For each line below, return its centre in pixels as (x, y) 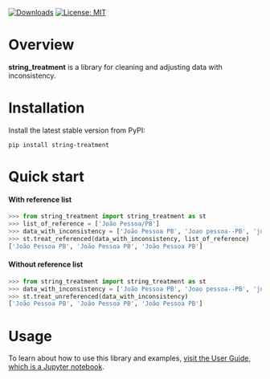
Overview (41, 45)
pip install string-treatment (59, 145)
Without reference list (46, 264)
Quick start (46, 177)
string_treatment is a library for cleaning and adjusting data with (116, 67)
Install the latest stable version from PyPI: (77, 130)
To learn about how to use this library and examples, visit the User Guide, (130, 358)
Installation (47, 108)
